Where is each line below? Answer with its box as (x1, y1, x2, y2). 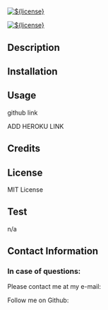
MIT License (7, 185, 44, 194)
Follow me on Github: (7, 296, 69, 304)
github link (7, 108, 38, 117)
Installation (7, 65, 58, 77)
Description (7, 41, 60, 53)
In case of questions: (7, 266, 81, 276)
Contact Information (7, 245, 99, 258)
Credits (7, 142, 41, 155)
